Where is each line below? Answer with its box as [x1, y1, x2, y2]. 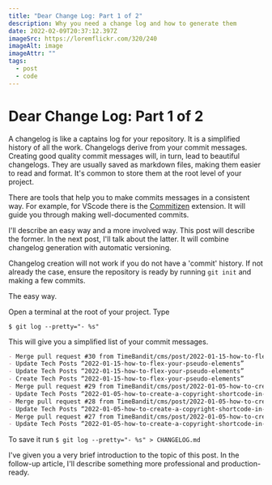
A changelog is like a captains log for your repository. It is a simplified [8, 134, 240, 143]
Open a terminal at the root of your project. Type [8, 307, 170, 317]
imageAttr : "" [8, 49, 57, 57]
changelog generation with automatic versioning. [8, 242, 172, 252]
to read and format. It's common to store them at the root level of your [8, 168, 242, 178]
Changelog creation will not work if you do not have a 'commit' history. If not [8, 258, 263, 268]
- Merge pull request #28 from [8, 398, 114, 406]
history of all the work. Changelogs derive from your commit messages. [8, 143, 248, 152]
